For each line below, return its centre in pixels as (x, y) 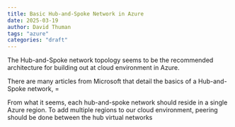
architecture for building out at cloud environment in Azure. (93, 68)
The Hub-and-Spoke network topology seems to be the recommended (110, 60)
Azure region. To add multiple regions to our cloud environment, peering (113, 110)
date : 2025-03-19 (33, 20)
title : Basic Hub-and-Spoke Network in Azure (75, 14)
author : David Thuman (39, 27)
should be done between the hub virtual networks (80, 118)
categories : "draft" (38, 40)
